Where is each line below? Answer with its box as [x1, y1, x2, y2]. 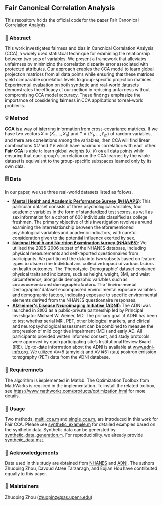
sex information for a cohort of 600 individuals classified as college [12, 214, 148, 220]
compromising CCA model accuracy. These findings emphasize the [5, 92, 141, 98]
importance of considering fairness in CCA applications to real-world [5, 97, 144, 103]
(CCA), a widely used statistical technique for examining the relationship [5, 51, 150, 57]
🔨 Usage [5, 405, 25, 412]
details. [5, 393, 20, 399]
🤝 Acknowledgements [5, 449, 59, 456]
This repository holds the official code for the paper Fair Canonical [5, 17, 139, 22]
